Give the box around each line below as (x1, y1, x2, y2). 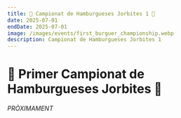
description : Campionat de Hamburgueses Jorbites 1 (7, 36, 161, 43)
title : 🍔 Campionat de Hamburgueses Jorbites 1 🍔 (7, 10, 156, 17)
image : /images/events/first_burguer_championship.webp (7, 29, 174, 37)
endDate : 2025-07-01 (7, 23, 68, 30)
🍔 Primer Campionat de (7, 66, 145, 82)
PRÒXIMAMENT (7, 104, 54, 112)
